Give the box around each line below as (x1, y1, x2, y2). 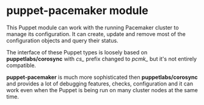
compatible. (6, 62, 37, 69)
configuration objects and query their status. (6, 37, 118, 44)
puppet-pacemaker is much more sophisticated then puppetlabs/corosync (6, 73, 199, 81)
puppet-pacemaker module (6, 4, 148, 18)
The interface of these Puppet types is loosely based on (6, 48, 148, 56)
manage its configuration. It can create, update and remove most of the (6, 30, 186, 37)
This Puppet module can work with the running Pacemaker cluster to (6, 24, 179, 31)
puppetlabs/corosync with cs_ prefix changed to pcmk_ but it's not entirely (6, 55, 197, 62)
